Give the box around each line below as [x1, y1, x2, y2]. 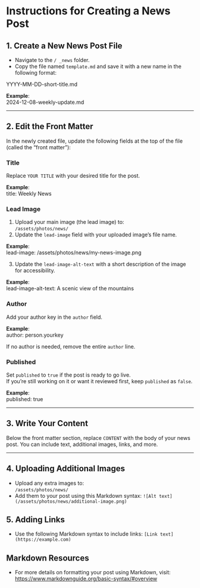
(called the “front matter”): [6, 143, 71, 150]
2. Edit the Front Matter [6, 121, 93, 132]
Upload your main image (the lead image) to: [14, 218, 124, 226]
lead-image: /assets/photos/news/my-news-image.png [6, 249, 142, 256]
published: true [6, 396, 43, 402]
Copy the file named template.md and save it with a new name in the [14, 63, 182, 70]
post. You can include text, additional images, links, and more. [6, 441, 158, 448]
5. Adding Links [6, 515, 65, 525]
